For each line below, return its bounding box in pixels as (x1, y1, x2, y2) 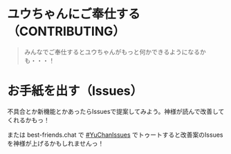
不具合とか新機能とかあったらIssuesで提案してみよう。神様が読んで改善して (7, 107, 225, 115)
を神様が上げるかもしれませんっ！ (7, 139, 104, 147)
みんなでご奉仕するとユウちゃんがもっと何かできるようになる (24, 48, 201, 56)
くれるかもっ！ (7, 115, 50, 124)
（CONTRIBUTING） (7, 23, 126, 39)
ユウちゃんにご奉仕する (7, 6, 140, 22)
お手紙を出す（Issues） (7, 84, 143, 99)
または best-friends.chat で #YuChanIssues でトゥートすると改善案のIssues (7, 131, 223, 139)
